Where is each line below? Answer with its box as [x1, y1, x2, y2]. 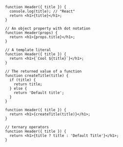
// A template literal [5, 48, 51, 52]
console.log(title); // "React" [9, 9, 75, 14]
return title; [13, 82, 43, 87]
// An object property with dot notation [5, 26, 91, 31]
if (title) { [9, 77, 36, 82]
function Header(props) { [5, 30, 58, 35]
